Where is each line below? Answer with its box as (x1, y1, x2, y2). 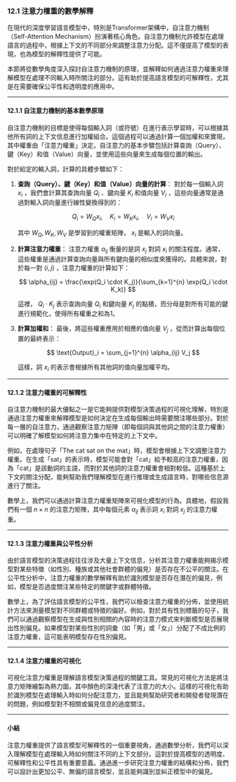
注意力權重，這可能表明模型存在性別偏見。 (7, 632, 131, 641)
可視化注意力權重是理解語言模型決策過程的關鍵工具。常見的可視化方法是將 (7, 673, 223, 682)
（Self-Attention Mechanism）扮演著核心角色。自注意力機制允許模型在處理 (7, 32, 224, 41)
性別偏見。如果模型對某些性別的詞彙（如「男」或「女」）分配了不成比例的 (13, 624, 226, 632)
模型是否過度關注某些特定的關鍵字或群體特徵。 (19, 582, 155, 591)
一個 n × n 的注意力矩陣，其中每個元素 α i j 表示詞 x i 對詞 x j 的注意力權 (19, 505, 218, 516)
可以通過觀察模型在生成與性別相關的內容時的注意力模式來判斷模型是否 (13, 615, 216, 623)
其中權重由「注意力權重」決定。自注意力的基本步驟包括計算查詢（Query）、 (7, 141, 225, 149)
